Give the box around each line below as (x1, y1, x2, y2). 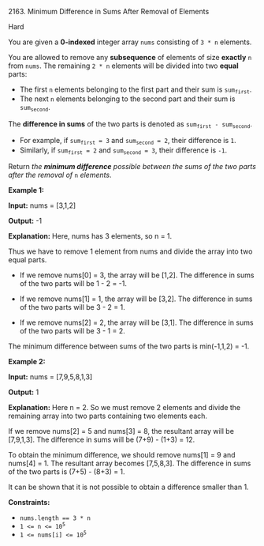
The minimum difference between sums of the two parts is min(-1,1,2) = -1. (8, 341, 250, 351)
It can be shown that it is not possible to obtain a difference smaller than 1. (8, 482, 250, 491)
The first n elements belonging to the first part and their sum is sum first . (19, 85, 252, 96)
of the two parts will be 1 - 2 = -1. (19, 278, 128, 288)
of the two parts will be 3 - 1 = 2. (19, 326, 126, 335)
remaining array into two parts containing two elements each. (8, 411, 207, 420)
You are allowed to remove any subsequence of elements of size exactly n (8, 53, 252, 62)
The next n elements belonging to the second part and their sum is (19, 94, 236, 104)
